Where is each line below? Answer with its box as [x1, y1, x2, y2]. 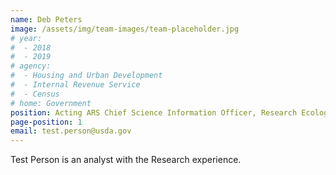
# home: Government [10, 98, 92, 108]
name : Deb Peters [10, 14, 83, 25]
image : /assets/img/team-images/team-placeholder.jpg [10, 24, 240, 34]
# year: [10, 33, 43, 43]
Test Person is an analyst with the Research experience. [10, 154, 242, 166]
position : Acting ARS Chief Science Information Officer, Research [10, 107, 298, 118]
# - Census [10, 89, 60, 99]
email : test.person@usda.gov [10, 126, 132, 136]
